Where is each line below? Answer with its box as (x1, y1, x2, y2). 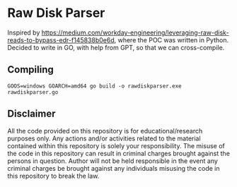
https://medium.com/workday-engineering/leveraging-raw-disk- (41, 28, 229, 37)
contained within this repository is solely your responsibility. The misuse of (7, 141, 225, 150)
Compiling (7, 64, 54, 76)
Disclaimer (7, 108, 56, 120)
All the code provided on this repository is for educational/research (7, 126, 203, 135)
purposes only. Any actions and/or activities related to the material (7, 134, 201, 143)
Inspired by (7, 28, 40, 37)
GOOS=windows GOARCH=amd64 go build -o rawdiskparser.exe (7, 83, 182, 90)
